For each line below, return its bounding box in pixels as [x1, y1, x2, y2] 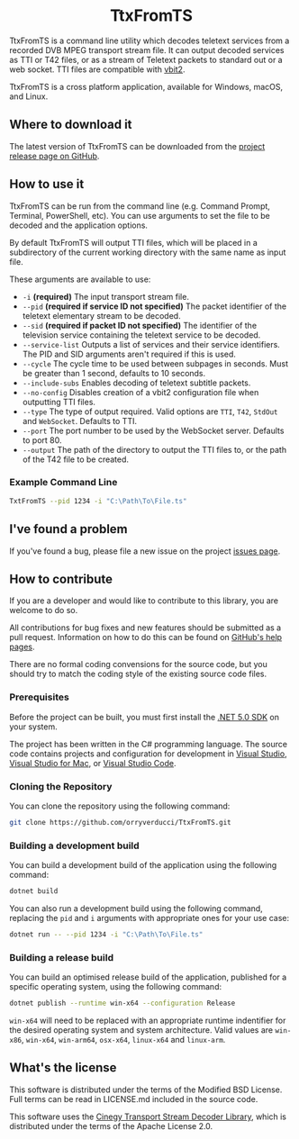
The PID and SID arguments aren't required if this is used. [22, 348, 237, 359]
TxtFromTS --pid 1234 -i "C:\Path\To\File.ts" [9, 496, 187, 505]
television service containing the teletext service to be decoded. [22, 330, 261, 340]
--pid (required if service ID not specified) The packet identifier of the [22, 301, 286, 312]
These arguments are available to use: [9, 274, 151, 285]
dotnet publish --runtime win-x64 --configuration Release [9, 999, 236, 1008]
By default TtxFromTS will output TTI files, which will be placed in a [9, 237, 258, 248]
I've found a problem [9, 521, 128, 537]
